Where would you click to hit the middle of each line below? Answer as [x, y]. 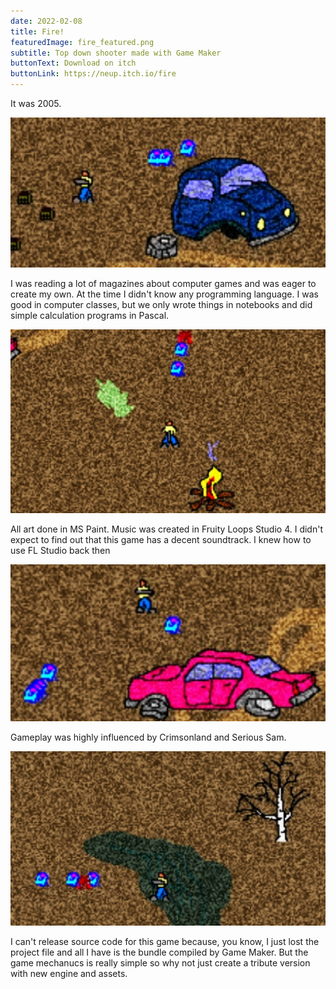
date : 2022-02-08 [46, 21]
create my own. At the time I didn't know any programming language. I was [164, 294]
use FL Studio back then [60, 551]
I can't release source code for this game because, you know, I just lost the [165, 942]
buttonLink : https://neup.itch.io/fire [93, 74]
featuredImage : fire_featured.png [82, 42]
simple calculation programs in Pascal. [90, 315]
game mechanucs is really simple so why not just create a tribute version [160, 963]
